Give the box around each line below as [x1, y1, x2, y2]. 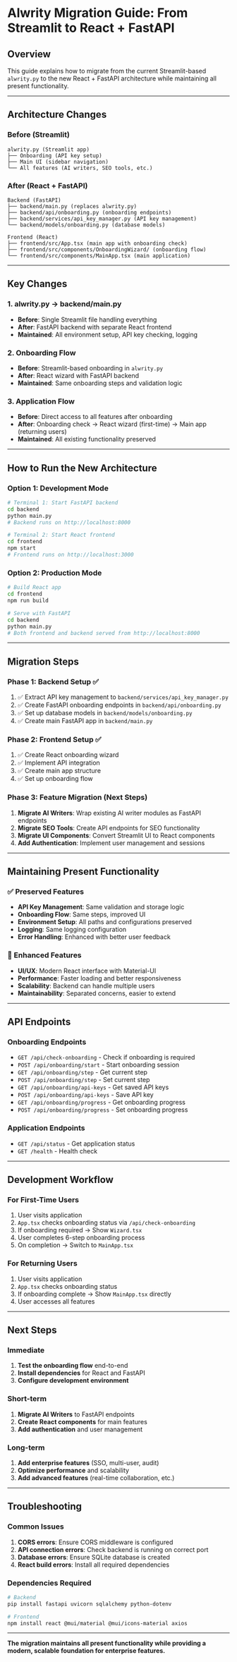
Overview [7, 48, 51, 60]
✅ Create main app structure [17, 767, 101, 775]
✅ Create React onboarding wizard [17, 751, 119, 759]
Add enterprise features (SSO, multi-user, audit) [17, 1458, 159, 1467]
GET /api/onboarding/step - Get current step [17, 1068, 148, 1076]
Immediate [7, 1345, 45, 1355]
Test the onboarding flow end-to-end [17, 1361, 128, 1370]
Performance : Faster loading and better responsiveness [17, 973, 181, 982]
